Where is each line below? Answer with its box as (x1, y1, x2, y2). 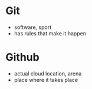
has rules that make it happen (14, 29, 87, 37)
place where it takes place (14, 76, 78, 83)
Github (5, 51, 40, 64)
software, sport (14, 24, 51, 31)
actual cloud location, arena (14, 70, 82, 77)
